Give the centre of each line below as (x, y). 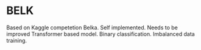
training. (17, 40)
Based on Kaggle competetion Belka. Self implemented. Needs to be (92, 27)
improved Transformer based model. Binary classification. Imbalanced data (100, 34)
